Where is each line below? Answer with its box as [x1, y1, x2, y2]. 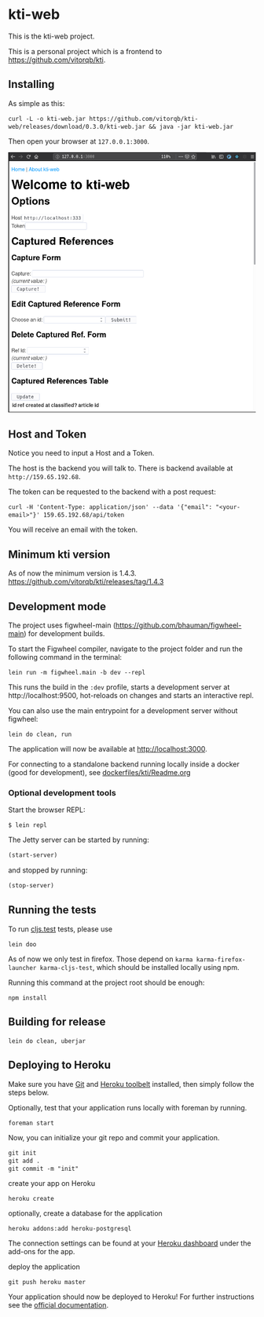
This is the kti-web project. [8, 31, 95, 41]
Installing [8, 78, 55, 91]
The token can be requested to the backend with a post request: [8, 487, 216, 496]
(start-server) [8, 851, 58, 859]
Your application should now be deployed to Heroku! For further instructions [8, 1292, 255, 1301]
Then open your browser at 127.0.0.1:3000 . [8, 136, 150, 146]
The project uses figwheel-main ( [8, 620, 116, 630]
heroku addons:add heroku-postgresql [8, 1224, 132, 1232]
